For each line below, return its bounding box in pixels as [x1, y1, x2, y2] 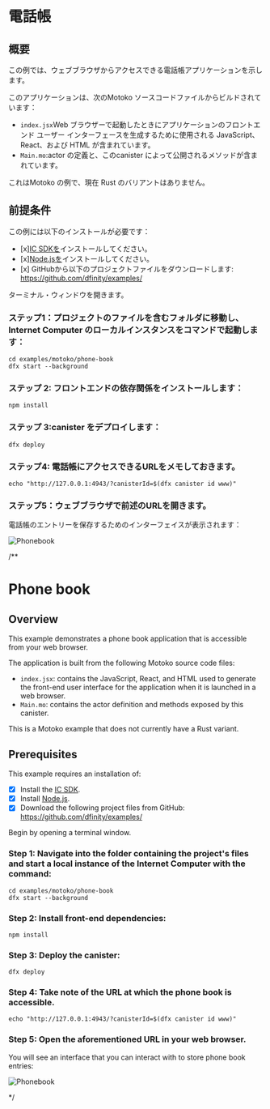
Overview [8, 612, 59, 626]
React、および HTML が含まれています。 [19, 140, 155, 150]
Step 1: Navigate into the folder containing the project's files [8, 848, 249, 859]
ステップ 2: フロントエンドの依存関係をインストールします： [8, 382, 244, 394]
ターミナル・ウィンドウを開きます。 [8, 289, 129, 300]
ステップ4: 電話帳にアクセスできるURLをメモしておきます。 [8, 461, 240, 472]
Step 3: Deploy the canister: [8, 949, 120, 961]
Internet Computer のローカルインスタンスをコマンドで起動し [8, 324, 251, 335]
